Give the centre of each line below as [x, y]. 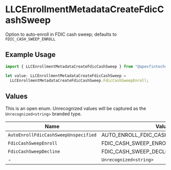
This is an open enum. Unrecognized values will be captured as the [76, 108]
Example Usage [31, 55]
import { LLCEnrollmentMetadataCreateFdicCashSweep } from [69, 66]
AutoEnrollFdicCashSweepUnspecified [52, 135]
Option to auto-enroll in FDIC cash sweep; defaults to [61, 34]
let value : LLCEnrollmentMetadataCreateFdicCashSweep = [66, 76]
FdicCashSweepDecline [34, 152]
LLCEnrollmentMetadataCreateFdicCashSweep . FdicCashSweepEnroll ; [79, 80]
